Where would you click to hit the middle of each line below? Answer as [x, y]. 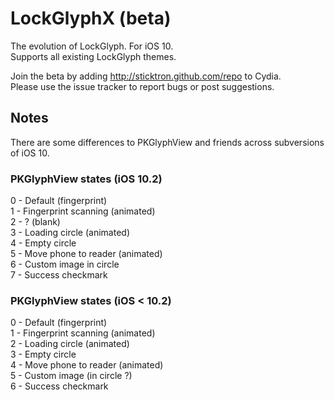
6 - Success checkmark [59, 386]
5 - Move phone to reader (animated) [86, 254]
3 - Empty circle [43, 354]
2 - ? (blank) [35, 222]
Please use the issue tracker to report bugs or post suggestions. [142, 86]
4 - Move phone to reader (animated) [87, 365]
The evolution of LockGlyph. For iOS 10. [92, 46]
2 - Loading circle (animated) [70, 344]
